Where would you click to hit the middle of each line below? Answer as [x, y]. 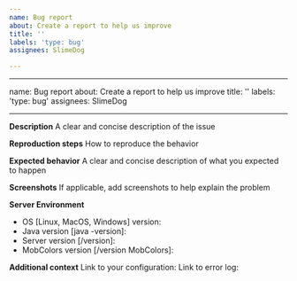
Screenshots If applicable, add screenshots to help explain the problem [140, 188]
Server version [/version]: [69, 241]
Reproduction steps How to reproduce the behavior [104, 144]
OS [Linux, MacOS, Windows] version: [91, 222]
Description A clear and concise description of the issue [112, 127]
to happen [28, 170]
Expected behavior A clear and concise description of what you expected [144, 161]
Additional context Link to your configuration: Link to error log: [124, 268]
